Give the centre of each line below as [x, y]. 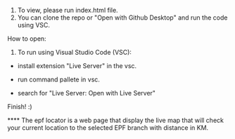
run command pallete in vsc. [59, 79]
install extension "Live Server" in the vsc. [77, 66]
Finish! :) [20, 107]
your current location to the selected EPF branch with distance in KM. [108, 128]
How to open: [27, 39]
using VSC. [34, 25]
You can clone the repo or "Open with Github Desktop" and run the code [122, 18]
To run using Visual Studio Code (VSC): [75, 52]
